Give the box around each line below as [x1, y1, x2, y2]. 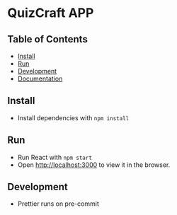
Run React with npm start [17, 153, 92, 161]
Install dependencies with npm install [17, 113, 130, 122]
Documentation [17, 74, 63, 83]
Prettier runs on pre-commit [17, 199, 99, 208]
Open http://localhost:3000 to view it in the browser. [17, 161, 171, 169]
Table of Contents [7, 33, 88, 45]
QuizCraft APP [7, 5, 94, 21]
